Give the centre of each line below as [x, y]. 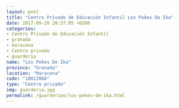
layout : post [23, 12]
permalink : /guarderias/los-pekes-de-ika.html [66, 95]
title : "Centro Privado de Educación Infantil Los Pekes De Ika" [90, 17]
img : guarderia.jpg [31, 90]
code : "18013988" [28, 79]
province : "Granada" [32, 67]
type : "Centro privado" [36, 85]
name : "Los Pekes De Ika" [39, 62]
